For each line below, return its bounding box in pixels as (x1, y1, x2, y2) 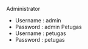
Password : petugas (15, 36, 65, 43)
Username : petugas (15, 30, 67, 37)
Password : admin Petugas (15, 24, 82, 30)
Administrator (6, 5, 41, 12)
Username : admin (15, 17, 62, 24)
